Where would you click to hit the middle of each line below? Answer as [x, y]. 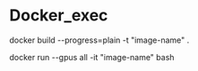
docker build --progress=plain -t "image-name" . [99, 40]
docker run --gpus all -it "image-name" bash [92, 57]
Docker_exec [59, 16]
